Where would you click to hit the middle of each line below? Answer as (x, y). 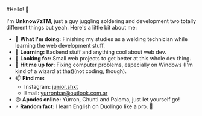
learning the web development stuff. (60, 46)
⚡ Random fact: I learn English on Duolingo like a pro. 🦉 (84, 106)
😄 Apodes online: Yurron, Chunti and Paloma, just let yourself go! (97, 99)
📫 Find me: (30, 78)
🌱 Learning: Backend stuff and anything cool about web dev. (91, 52)
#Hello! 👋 (17, 9)
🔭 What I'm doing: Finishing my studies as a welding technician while (101, 39)
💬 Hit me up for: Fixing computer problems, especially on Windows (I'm (104, 65)
